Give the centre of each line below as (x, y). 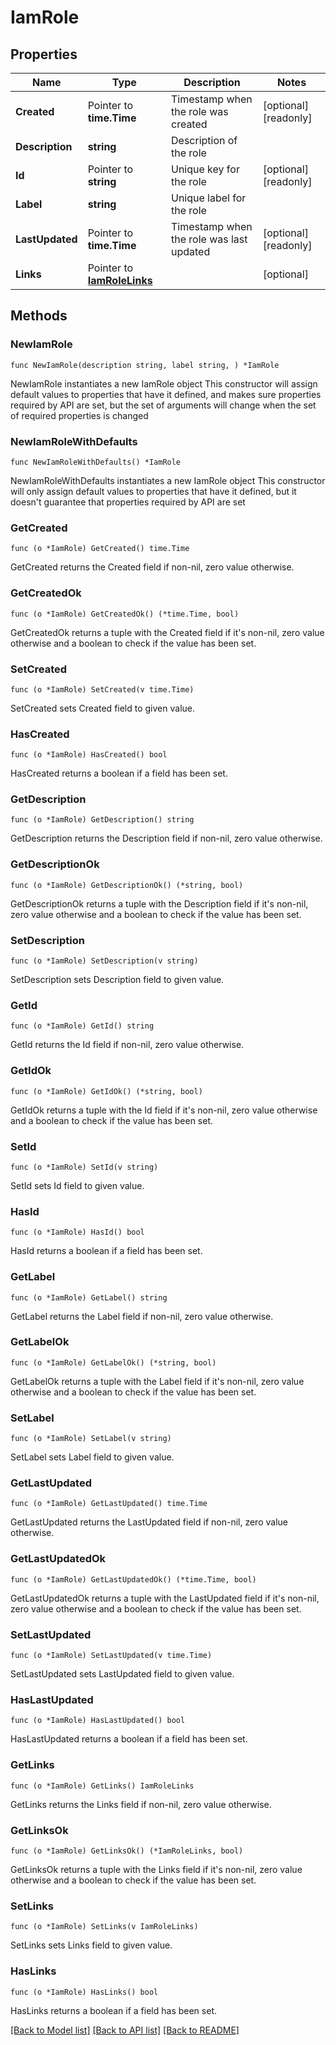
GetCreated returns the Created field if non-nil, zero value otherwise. (152, 567)
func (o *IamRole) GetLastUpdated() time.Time (109, 1504)
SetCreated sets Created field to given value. (103, 708)
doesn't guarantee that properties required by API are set (128, 502)
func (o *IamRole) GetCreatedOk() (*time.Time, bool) (125, 614)
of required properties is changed (79, 415)
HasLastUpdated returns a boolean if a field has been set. (129, 1739)
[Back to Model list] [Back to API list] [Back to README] (125, 2030)
